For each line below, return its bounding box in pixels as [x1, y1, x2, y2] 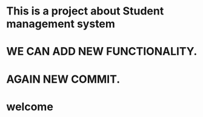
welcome [6, 100, 53, 113]
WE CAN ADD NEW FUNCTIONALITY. [6, 45, 198, 58]
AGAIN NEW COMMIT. [6, 72, 121, 86]
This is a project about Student [6, 4, 164, 18]
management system [6, 17, 115, 31]
